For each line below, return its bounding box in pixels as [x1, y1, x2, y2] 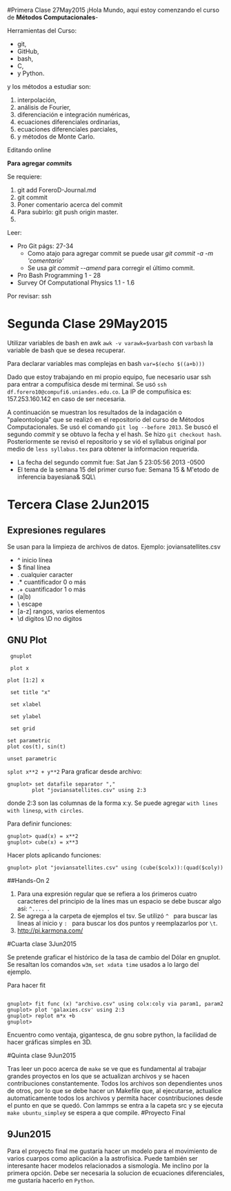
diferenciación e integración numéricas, [17, 110, 130, 119]
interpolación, [17, 96, 57, 104]
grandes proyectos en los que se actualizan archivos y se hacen [7, 1072, 190, 1080]
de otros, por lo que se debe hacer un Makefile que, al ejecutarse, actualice [7, 1086, 222, 1095]
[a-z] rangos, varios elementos [17, 607, 106, 615]
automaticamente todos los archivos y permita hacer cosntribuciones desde [7, 1094, 223, 1102]
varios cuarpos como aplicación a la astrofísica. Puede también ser [7, 1154, 198, 1162]
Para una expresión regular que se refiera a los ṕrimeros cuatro [17, 889, 198, 898]
